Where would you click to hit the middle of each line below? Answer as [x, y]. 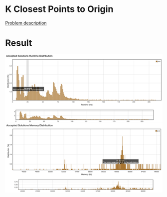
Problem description [26, 23]
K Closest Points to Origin [59, 9]
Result [19, 43]
